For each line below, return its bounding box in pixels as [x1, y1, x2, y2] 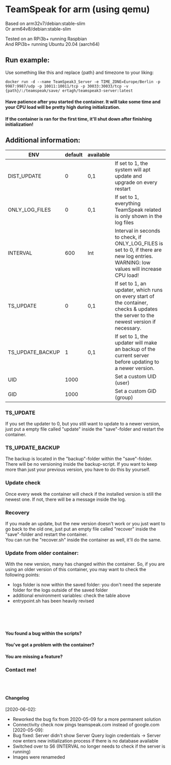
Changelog [5, 695, 30, 701]
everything [115, 200, 141, 207]
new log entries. [115, 252, 153, 260]
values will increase [115, 265, 162, 272]
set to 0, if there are [115, 246, 162, 253]
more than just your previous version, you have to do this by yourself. [5, 467, 151, 473]
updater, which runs [115, 286, 163, 293]
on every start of [115, 293, 155, 300]
